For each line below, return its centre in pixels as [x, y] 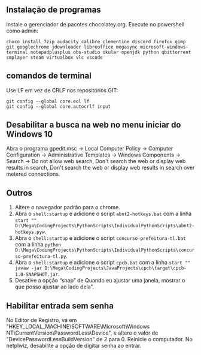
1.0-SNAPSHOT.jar [36, 275]
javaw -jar [28, 268]
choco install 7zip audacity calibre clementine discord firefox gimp [96, 41]
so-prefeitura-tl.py [40, 257]
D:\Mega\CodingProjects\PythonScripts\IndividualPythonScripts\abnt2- [105, 226]
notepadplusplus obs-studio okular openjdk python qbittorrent [111, 52]
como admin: [22, 31]
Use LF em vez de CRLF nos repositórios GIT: [62, 90]
